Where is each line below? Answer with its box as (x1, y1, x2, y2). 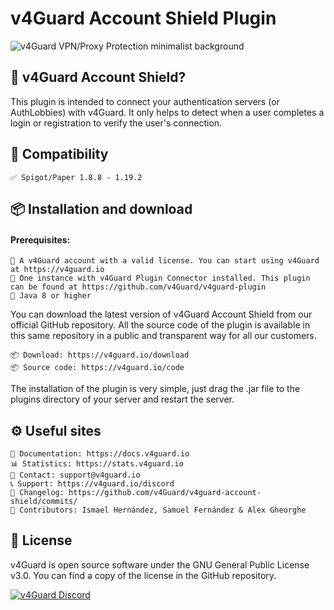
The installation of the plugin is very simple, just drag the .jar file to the (10, 383, 301, 395)
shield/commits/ (10, 496, 78, 506)
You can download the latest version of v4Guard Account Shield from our (10, 308, 313, 321)
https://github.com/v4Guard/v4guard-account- (68, 487, 262, 497)
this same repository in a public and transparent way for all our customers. (10, 330, 317, 342)
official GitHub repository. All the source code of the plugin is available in (10, 319, 311, 331)
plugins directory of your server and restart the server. (10, 393, 235, 406)
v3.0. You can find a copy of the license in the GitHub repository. (10, 569, 277, 581)
